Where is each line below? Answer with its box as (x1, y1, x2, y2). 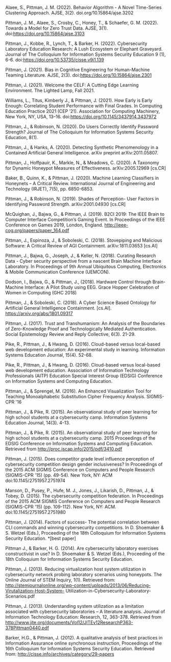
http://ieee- (104, 222, 129, 228)
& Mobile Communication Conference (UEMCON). (5, 269, 110, 275)
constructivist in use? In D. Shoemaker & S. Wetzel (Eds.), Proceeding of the (5, 551, 165, 557)
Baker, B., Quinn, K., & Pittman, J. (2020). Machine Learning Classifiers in (5, 175, 159, 181)
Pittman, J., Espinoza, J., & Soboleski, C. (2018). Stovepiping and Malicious (5, 237, 162, 243)
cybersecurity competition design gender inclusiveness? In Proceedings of (5, 461, 163, 467)
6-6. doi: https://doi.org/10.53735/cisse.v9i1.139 (5, 57, 105, 63)
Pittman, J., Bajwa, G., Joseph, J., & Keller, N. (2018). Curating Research (5, 253, 156, 259)
